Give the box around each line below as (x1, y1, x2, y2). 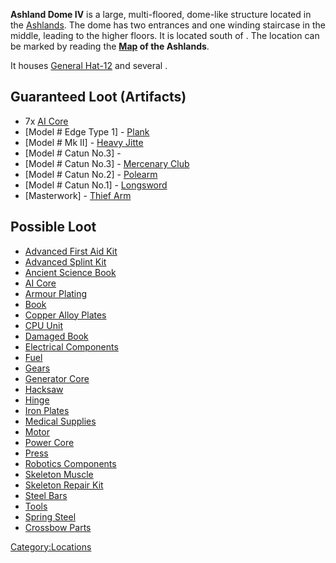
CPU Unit (24, 319, 63, 331)
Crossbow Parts (24, 521, 92, 533)
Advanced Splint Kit (24, 255, 107, 268)
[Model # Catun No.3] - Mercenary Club (24, 157, 190, 169)
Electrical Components (24, 340, 119, 353)
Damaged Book (24, 330, 89, 342)
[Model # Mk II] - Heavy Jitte (24, 136, 144, 148)
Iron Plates (24, 404, 70, 416)
